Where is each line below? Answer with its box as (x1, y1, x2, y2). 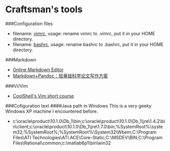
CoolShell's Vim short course (12, 93, 74, 99)
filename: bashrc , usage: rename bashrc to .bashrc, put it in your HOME (12, 41, 164, 47)
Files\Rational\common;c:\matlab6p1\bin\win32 (12, 140, 111, 146)
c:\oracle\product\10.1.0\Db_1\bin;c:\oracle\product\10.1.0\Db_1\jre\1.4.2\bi (12, 118, 165, 124)
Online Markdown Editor (12, 67, 64, 73)
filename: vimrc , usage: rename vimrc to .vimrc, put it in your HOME (12, 30, 156, 36)
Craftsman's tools (5, 4, 83, 15)
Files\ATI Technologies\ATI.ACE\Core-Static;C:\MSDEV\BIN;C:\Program (12, 134, 163, 140)
